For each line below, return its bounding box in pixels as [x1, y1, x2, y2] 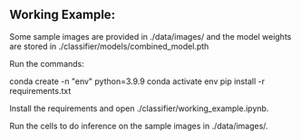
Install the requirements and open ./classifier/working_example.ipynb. [9, 103, 269, 114]
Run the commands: [9, 58, 84, 69]
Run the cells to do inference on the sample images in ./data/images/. [9, 120, 269, 131]
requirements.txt [9, 85, 72, 96]
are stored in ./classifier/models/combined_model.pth [9, 41, 209, 51]
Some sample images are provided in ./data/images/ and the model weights [9, 31, 292, 42]
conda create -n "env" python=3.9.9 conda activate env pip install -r [9, 76, 266, 87]
